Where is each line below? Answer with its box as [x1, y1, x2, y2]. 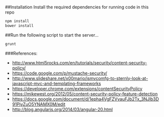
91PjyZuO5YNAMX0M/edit [12, 101, 66, 107]
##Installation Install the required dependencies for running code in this [5, 4, 149, 10]
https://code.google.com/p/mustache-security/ [12, 70, 107, 76]
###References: [5, 50, 38, 56]
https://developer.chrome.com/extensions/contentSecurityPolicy [12, 85, 143, 92]
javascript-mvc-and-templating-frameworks [12, 80, 101, 86]
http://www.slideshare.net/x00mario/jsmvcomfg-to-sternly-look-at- [12, 75, 148, 81]
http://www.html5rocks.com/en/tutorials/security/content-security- [12, 59, 147, 65]
